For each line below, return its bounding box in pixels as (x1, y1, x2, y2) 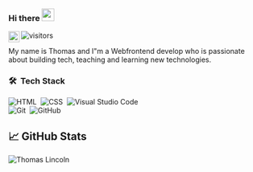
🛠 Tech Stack (8, 76, 66, 87)
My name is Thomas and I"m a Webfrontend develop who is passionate (8, 47, 246, 56)
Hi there (8, 12, 40, 23)
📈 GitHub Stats (8, 129, 87, 143)
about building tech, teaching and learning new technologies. (8, 55, 212, 64)
